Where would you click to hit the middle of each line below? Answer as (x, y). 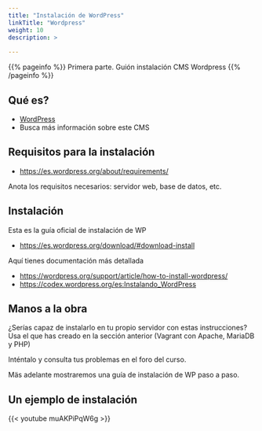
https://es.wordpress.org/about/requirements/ (94, 171)
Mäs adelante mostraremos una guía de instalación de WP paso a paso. (124, 375)
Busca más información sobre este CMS (84, 127)
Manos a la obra (48, 309)
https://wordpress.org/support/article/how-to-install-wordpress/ (124, 275)
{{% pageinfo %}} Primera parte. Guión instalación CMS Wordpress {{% (124, 67)
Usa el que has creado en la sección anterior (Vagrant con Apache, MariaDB (131, 336)
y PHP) (20, 344)
